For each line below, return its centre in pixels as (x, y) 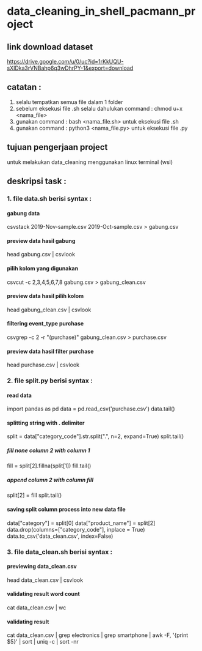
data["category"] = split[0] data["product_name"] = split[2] (81, 523)
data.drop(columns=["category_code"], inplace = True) (76, 529)
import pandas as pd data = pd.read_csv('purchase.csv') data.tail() (91, 409)
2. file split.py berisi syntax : (50, 381)
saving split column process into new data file (66, 510)
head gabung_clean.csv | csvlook (49, 310)
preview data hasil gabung (41, 240)
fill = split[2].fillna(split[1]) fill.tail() (49, 466)
